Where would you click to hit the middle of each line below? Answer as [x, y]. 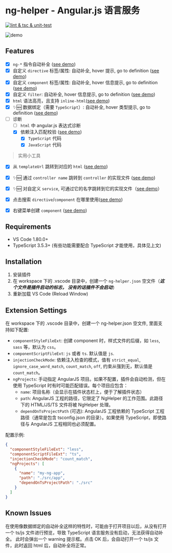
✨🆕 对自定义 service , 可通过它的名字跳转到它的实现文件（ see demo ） [87, 188]
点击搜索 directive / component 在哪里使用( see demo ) [68, 199]
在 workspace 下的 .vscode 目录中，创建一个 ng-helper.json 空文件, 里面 [82, 323]
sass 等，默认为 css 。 [36, 347]
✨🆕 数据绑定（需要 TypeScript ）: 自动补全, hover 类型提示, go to [82, 107]
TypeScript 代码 [45, 139]
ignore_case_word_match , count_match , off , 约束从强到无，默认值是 [82, 366]
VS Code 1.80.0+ [30, 239]
